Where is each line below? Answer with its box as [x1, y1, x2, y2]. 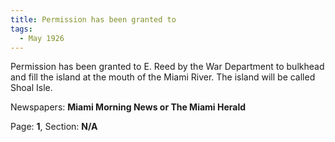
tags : [10, 24, 33, 34]
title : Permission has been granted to [10, 14, 177, 25]
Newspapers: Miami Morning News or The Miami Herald [10, 101, 247, 113]
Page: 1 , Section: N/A [10, 121, 98, 133]
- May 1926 [19, 33, 65, 43]
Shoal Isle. [10, 82, 53, 94]
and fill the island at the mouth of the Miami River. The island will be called [10, 71, 316, 83]
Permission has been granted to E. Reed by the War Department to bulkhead [10, 61, 325, 73]
